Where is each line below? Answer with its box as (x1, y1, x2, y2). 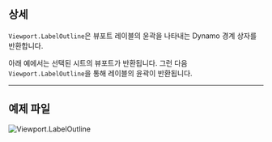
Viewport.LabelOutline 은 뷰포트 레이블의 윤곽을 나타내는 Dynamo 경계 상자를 (8, 31, 257, 41)
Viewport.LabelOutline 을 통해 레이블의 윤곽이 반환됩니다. (8, 68, 193, 78)
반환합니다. (8, 41, 44, 50)
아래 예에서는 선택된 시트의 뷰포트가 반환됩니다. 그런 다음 (8, 58, 188, 67)
